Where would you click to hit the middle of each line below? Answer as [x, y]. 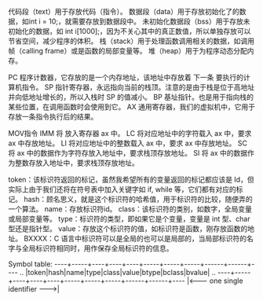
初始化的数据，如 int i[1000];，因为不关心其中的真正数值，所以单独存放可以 [130, 31]
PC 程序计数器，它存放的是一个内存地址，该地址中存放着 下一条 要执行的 [126, 77]
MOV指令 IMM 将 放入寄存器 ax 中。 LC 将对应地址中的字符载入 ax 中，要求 [130, 133]
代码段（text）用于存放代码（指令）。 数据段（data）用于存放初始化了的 [124, 11]
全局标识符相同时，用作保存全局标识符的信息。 [97, 248]
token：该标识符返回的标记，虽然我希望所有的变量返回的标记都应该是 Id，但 [131, 180]
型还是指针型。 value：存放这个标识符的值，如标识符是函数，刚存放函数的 [128, 229]
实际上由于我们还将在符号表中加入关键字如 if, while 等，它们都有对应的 [122, 189]
